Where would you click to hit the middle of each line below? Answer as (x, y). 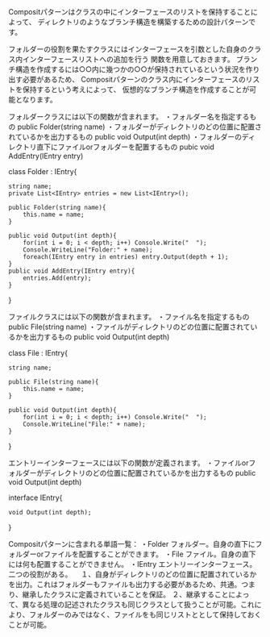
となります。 (36, 100)
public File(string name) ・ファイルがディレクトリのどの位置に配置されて (130, 327)
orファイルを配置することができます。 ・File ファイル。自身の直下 (146, 554)
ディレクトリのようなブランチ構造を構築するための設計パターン (143, 22)
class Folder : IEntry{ (43, 171)
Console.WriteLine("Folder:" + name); (88, 250)
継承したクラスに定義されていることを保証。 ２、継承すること (125, 594)
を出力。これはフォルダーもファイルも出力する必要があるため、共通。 (125, 584)
